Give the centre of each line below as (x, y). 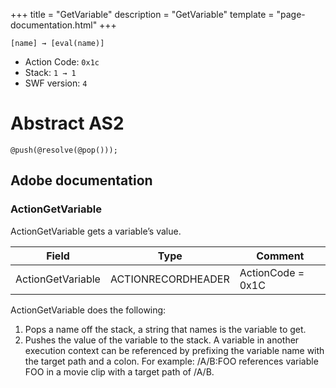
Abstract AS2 (67, 123)
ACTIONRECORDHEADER (169, 279)
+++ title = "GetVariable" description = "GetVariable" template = (142, 14)
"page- (291, 14)
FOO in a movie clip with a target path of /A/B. (119, 371)
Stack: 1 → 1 (50, 72)
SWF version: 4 (56, 83)
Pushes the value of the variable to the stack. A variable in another (162, 340)
